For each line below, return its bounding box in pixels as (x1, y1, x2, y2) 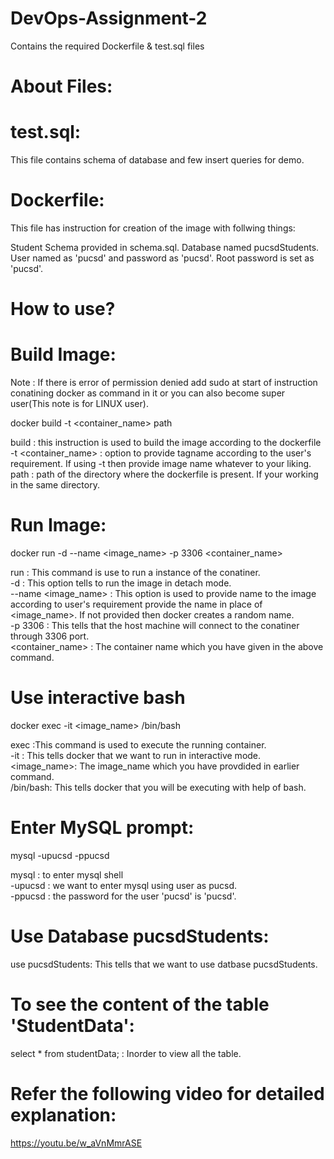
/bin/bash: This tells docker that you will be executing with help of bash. (10, 782, 307, 793)
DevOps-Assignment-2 (10, 7, 208, 30)
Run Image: (10, 514, 107, 537)
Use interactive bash (10, 687, 186, 709)
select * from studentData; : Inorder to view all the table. (10, 1047, 242, 1059)
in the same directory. (10, 479, 100, 491)
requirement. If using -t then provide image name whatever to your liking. (10, 458, 312, 470)
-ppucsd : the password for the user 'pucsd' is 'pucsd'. (10, 890, 237, 902)
